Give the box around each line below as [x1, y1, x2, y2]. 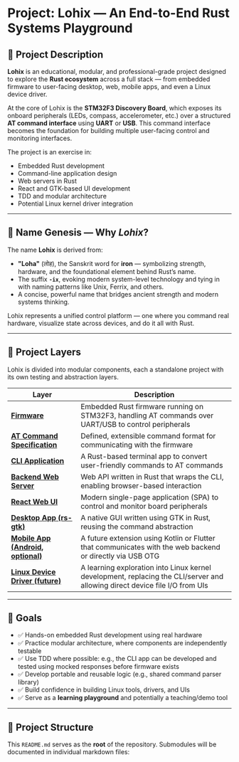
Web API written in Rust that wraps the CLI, [80, 472, 224, 482]
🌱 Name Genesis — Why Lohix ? [7, 226, 149, 239]
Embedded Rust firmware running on [80, 401, 204, 411]
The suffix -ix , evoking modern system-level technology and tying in [17, 275, 221, 283]
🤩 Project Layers [7, 346, 82, 359]
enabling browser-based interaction [80, 480, 202, 490]
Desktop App [11, 512, 57, 522]
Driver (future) [11, 576, 62, 586]
